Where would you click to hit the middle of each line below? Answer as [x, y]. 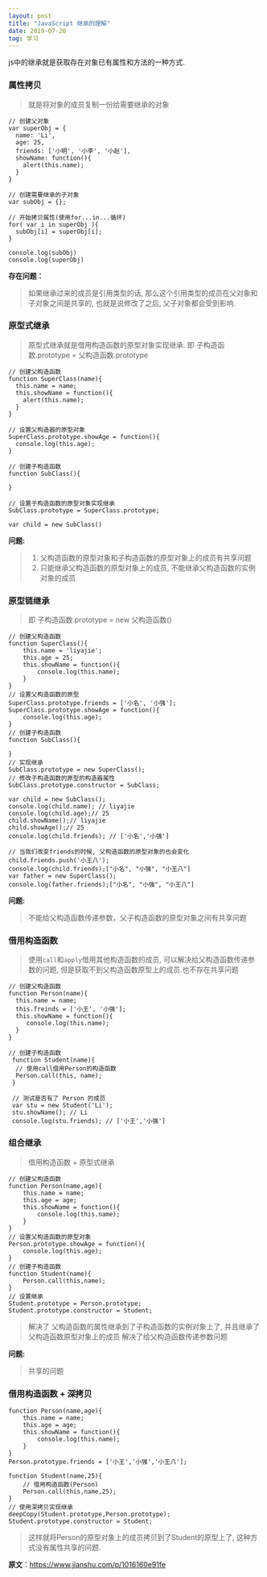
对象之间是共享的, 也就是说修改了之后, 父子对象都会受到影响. [135, 302]
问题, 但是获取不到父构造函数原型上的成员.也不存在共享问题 [140, 970]
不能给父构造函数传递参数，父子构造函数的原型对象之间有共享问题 [137, 918]
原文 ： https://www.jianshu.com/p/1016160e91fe [87, 1565]
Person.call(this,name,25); [70, 1492]
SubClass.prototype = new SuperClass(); [77, 770]
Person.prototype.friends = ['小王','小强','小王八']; [98, 1462]
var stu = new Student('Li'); [62, 1106]
